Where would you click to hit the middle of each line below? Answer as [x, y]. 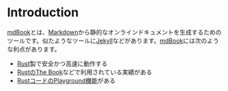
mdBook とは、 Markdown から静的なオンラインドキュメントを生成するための [114, 32]
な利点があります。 [34, 49]
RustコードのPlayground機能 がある [66, 80]
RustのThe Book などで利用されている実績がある [84, 72]
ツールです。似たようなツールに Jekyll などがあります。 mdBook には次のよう [113, 40]
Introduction [43, 13]
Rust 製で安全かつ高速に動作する [62, 63]
